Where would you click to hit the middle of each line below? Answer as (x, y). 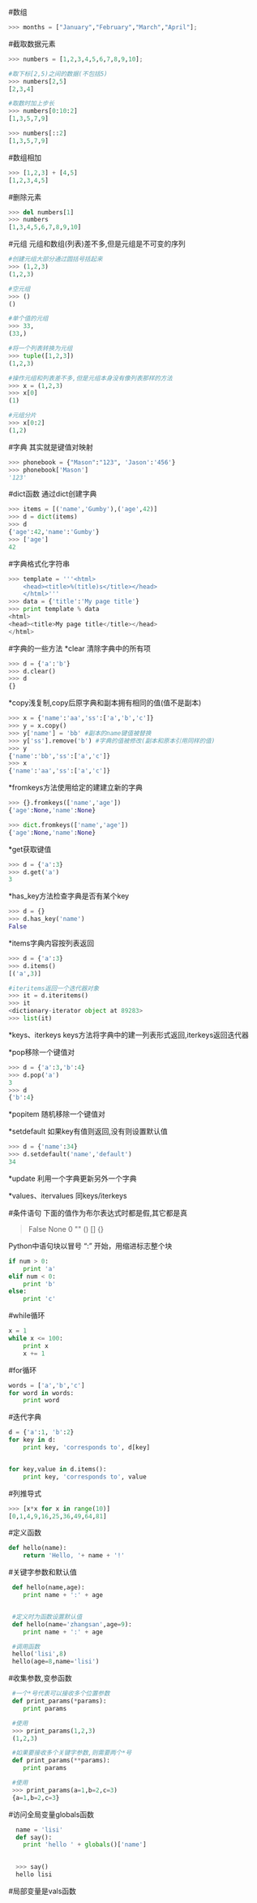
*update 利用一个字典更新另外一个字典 (73, 1178)
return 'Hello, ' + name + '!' (74, 1556)
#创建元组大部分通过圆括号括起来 (56, 259)
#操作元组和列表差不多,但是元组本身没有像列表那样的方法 (90, 378)
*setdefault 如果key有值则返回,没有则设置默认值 (88, 1131)
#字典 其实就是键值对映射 (51, 447)
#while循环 (27, 1315)
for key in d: (32, 1440)
